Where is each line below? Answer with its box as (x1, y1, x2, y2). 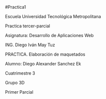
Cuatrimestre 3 (5, 70, 35, 76)
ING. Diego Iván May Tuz (5, 42, 55, 48)
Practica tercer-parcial (5, 23, 50, 29)
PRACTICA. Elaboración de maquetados (5, 51, 85, 57)
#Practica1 (5, 4, 26, 10)
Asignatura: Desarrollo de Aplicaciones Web (5, 33, 94, 38)
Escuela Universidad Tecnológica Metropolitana (5, 14, 101, 19)
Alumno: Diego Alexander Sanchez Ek (5, 61, 82, 66)
